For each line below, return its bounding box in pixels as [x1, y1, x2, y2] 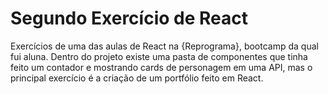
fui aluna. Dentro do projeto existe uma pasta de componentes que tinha [10, 50, 308, 62]
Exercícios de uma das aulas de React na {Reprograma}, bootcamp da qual [10, 40, 319, 52]
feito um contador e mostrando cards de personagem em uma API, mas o [10, 61, 313, 73]
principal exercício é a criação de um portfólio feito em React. [10, 72, 264, 84]
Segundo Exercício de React [10, 7, 248, 30]
